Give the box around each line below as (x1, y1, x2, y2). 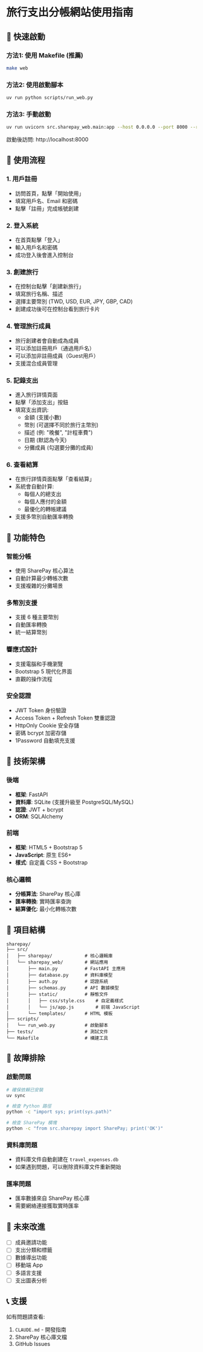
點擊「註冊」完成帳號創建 (14, 205, 79, 212)
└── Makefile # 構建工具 (6, 1035, 109, 1041)
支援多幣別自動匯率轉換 (14, 513, 74, 520)
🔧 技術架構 (6, 756, 45, 767)
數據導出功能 (14, 1254, 47, 1261)
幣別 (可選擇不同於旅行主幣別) (24, 421, 98, 428)
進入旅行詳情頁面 (14, 391, 58, 398)
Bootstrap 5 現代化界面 (14, 668, 72, 675)
